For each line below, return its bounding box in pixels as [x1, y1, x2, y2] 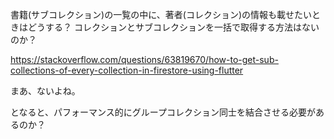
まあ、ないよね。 [10, 85, 81, 97]
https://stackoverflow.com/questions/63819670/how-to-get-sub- [10, 54, 279, 65]
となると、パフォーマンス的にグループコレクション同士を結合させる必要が [10, 106, 316, 118]
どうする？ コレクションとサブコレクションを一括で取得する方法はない [27, 21, 320, 33]
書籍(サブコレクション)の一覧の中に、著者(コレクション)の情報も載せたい [10, 9, 313, 20]
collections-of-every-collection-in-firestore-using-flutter [10, 64, 244, 76]
